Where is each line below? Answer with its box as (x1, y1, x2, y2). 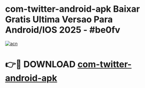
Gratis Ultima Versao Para (5, 14, 113, 25)
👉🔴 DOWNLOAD (5, 59, 76, 70)
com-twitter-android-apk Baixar (5, 3, 140, 15)
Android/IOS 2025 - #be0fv (5, 25, 120, 35)
